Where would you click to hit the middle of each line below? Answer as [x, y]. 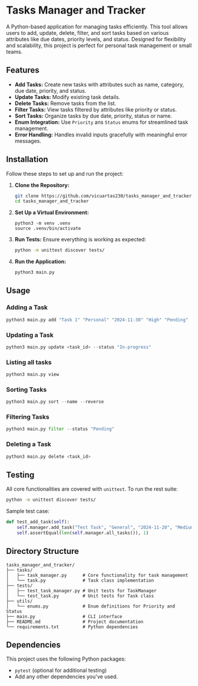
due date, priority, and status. [50, 91]
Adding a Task [27, 307]
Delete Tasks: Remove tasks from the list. [65, 103]
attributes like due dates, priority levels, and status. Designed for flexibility [96, 39]
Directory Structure [43, 551]
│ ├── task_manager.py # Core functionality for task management [97, 575]
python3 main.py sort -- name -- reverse [55, 402]
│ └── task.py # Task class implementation [80, 580]
